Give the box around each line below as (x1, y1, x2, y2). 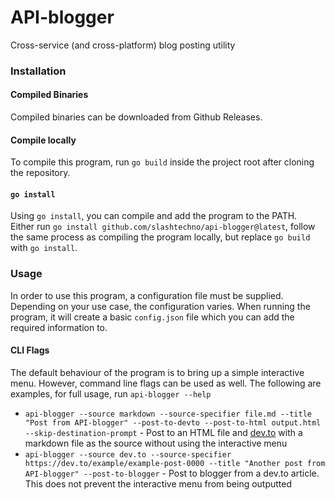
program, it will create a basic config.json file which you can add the (10, 311, 295, 323)
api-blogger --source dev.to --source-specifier (24, 449, 232, 460)
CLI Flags (10, 344, 50, 356)
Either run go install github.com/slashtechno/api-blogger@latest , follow (10, 221, 316, 233)
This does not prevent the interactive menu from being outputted (24, 477, 293, 490)
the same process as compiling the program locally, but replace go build (10, 231, 311, 243)
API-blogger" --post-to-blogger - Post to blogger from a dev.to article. (24, 467, 320, 479)
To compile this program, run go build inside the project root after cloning (10, 156, 315, 168)
